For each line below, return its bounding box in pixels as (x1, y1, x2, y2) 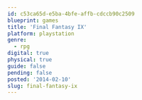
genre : (7, 37, 27, 44)
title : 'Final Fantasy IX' (7, 23, 87, 30)
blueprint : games (7, 17, 59, 24)
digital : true (7, 50, 50, 57)
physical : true (7, 56, 53, 63)
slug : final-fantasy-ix (7, 82, 78, 89)
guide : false (7, 63, 46, 70)
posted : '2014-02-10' (7, 75, 72, 83)
